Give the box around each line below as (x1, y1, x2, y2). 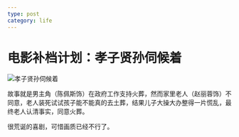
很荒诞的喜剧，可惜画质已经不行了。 (7, 122, 114, 131)
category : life (7, 17, 53, 24)
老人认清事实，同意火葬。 (13, 107, 89, 116)
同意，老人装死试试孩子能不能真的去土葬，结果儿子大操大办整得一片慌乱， (7, 99, 225, 107)
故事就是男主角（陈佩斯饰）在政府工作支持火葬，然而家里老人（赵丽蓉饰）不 (7, 89, 232, 98)
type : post (7, 10, 40, 18)
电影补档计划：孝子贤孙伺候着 (7, 50, 183, 66)
